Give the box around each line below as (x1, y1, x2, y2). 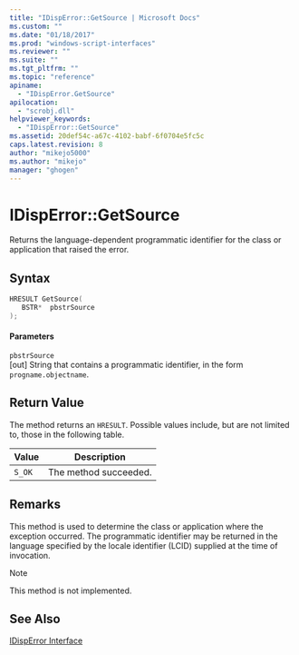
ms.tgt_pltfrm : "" (9, 65, 79, 74)
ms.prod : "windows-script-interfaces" (9, 38, 156, 48)
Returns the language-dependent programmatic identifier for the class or (9, 234, 282, 245)
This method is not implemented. (9, 585, 132, 596)
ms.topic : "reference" (9, 73, 95, 82)
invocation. (9, 550, 52, 561)
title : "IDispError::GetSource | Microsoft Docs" (9, 13, 201, 23)
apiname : (9, 81, 43, 90)
